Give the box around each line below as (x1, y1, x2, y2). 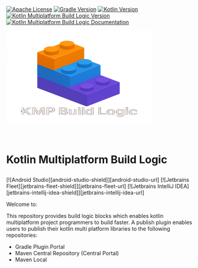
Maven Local (14, 256, 47, 263)
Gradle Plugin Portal (14, 243, 65, 251)
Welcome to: (6, 201, 38, 208)
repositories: (6, 232, 38, 239)
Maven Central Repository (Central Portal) (14, 250, 119, 257)
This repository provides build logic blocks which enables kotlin (6, 213, 164, 220)
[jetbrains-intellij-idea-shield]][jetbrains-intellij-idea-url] (6, 189, 144, 196)
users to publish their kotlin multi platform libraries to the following (6, 225, 170, 232)
